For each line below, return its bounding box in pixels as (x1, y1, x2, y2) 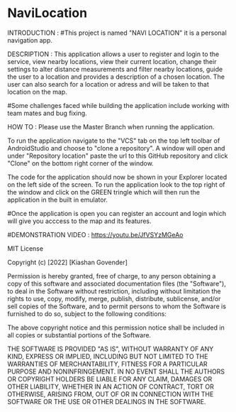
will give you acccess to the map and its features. (7, 217, 152, 225)
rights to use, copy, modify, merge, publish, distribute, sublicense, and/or (7, 294, 221, 303)
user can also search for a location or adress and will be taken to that (7, 80, 209, 88)
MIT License (7, 244, 44, 253)
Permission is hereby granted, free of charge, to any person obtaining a (7, 271, 216, 280)
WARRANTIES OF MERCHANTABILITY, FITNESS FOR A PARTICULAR (7, 359, 208, 368)
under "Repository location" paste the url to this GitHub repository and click (7, 151, 228, 160)
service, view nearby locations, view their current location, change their (7, 57, 217, 65)
